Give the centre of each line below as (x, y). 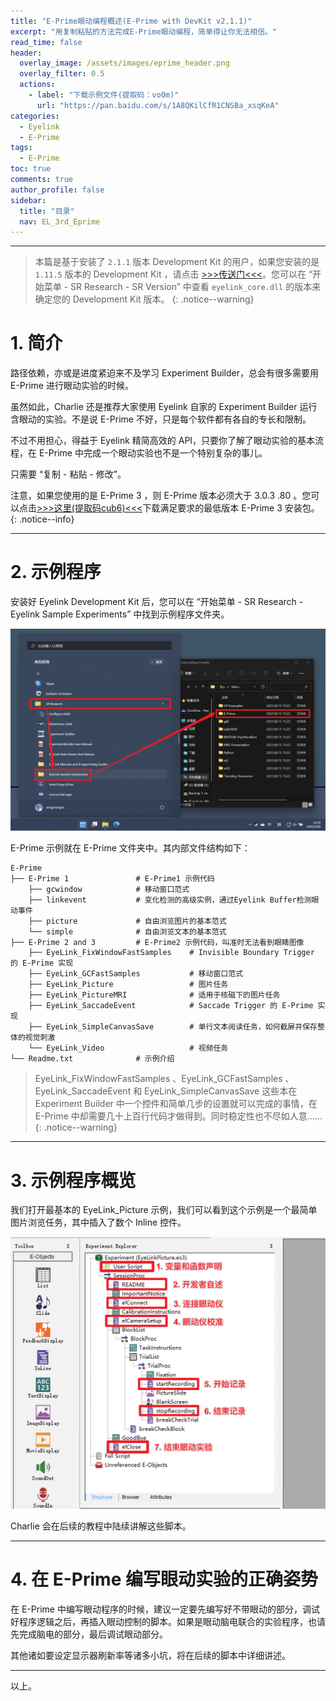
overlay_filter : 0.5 (62, 74)
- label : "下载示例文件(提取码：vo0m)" (104, 95)
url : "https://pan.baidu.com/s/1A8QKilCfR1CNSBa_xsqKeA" (158, 105)
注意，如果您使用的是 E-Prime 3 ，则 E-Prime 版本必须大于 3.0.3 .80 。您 (161, 496)
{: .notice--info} (42, 519)
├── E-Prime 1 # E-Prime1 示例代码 (112, 879)
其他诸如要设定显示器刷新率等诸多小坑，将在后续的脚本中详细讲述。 (150, 1655)
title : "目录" (47, 211)
